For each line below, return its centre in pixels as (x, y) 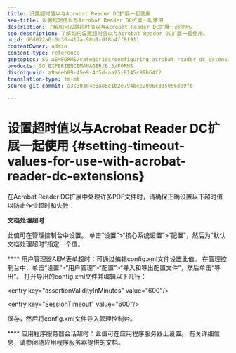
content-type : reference (44, 53)
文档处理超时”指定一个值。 (46, 244)
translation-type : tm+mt (44, 79)
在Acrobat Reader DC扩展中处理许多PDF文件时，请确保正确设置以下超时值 (115, 197)
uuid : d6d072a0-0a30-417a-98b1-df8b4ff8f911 (73, 40)
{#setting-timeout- (128, 146)
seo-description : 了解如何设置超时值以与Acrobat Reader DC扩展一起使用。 (108, 33)
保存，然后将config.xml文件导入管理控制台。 (72, 319)
